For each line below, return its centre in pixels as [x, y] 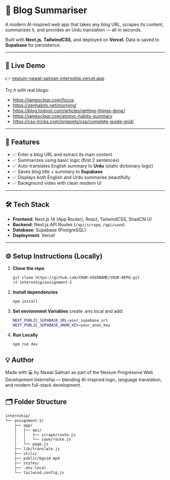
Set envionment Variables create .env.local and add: [68, 311]
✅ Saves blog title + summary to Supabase [57, 172]
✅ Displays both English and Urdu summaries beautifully [71, 177]
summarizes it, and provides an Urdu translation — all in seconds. [74, 29]
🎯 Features [23, 142]
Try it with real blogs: [27, 90]
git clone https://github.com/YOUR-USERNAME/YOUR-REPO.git [76, 278]
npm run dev [25, 344]
